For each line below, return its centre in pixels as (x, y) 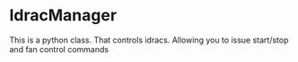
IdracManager (63, 15)
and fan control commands (59, 49)
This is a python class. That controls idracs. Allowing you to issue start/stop (149, 40)
